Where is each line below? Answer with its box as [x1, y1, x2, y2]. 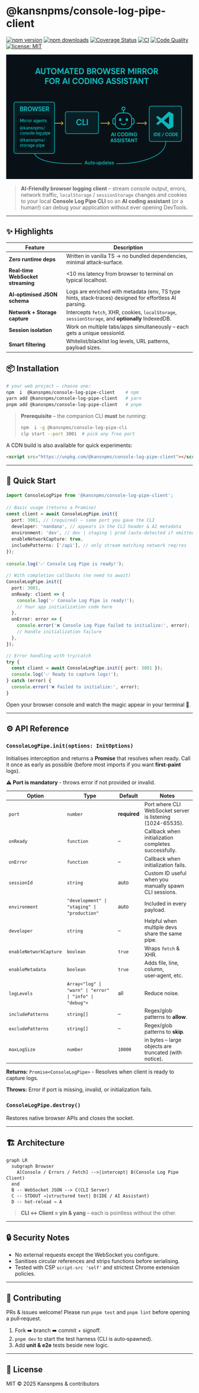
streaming [8, 280, 35, 287]
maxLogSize [8, 1047, 36, 1053]
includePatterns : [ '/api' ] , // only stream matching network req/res [11, 542, 187, 548]
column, [144, 965, 164, 973]
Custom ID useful [144, 870, 187, 877]
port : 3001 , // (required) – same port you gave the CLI [11, 517, 155, 523]
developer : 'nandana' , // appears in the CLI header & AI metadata [11, 523, 182, 530]
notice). [144, 1055, 163, 1062]
